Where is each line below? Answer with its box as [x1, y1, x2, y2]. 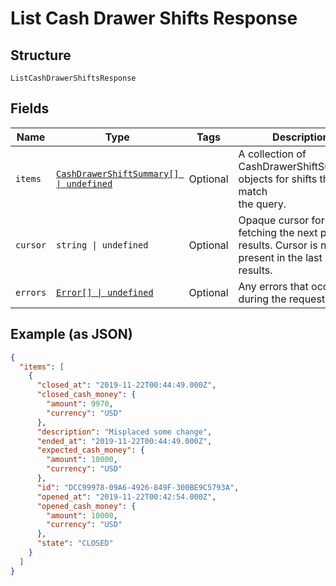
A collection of [238, 147, 307, 161]
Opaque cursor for [238, 213, 325, 227]
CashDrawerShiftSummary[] [56, 168, 180, 179]
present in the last [238, 250, 323, 264]
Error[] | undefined [56, 287, 154, 298]
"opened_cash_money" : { [36, 501, 137, 511]
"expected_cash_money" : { [36, 445, 145, 456]
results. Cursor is [238, 238, 318, 252]
